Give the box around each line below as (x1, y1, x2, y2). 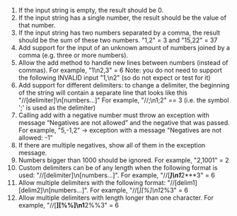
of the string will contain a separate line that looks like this (18, 88, 188, 97)
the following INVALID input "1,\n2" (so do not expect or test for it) (18, 73, 211, 82)
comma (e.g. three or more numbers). (18, 51, 129, 59)
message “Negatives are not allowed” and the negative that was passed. (18, 119, 231, 126)
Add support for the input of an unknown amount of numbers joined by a (18, 44, 231, 52)
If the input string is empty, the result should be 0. (18, 6, 164, 14)
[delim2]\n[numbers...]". (18, 186, 89, 194)
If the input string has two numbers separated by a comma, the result (18, 28, 221, 37)
